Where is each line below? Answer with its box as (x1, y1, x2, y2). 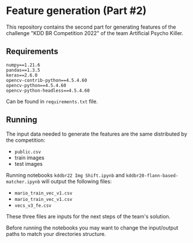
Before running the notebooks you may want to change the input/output (6, 224, 179, 231)
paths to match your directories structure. (6, 230, 106, 237)
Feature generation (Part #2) (6, 4, 147, 18)
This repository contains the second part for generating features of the (6, 23, 176, 30)
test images (14, 160, 43, 167)
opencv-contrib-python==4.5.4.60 (6, 77, 87, 83)
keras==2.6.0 (6, 72, 38, 78)
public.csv (14, 149, 41, 155)
